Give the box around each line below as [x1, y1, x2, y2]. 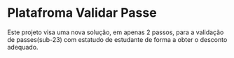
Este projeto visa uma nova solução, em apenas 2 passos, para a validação [7, 28, 224, 36]
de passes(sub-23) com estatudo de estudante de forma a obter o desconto [7, 35, 228, 43]
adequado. [7, 43, 39, 51]
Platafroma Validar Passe [7, 5, 157, 21]
